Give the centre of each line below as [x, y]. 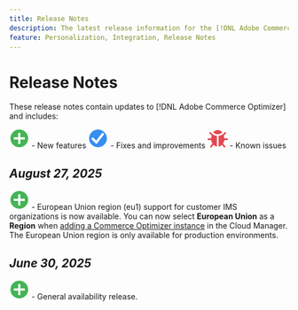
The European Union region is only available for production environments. [144, 236]
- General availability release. [84, 296]
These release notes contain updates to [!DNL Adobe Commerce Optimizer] [148, 107]
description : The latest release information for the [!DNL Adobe [134, 28]
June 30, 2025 [50, 263]
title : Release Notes [49, 19]
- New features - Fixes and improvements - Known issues [158, 145]
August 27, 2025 [56, 173]
